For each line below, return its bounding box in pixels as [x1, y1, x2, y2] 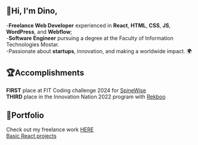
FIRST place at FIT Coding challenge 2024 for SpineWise [6, 87, 146, 94]
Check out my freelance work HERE [6, 126, 94, 133]
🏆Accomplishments [6, 68, 85, 78]
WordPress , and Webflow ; [6, 28, 73, 35]
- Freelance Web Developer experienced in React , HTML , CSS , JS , [6, 21, 171, 29]
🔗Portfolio [6, 110, 45, 121]
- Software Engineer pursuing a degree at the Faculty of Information [6, 34, 174, 42]
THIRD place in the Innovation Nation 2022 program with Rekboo [6, 93, 166, 100]
